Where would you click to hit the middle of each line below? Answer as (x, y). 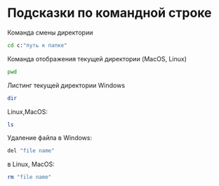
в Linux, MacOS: (31, 164)
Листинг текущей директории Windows (66, 85)
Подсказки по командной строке (109, 13)
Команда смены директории (50, 32)
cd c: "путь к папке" (38, 45)
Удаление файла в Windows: (50, 138)
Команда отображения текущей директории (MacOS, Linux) (97, 58)
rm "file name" (29, 178)
